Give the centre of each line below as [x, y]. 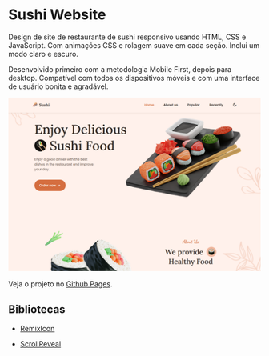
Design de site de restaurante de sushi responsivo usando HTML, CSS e [127, 37]
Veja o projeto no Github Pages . [61, 284]
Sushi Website [57, 15]
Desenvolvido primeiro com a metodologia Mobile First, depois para [120, 69]
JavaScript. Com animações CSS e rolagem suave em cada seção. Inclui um [134, 45]
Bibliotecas [37, 309]
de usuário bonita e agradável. [58, 86]
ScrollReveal [40, 344]
